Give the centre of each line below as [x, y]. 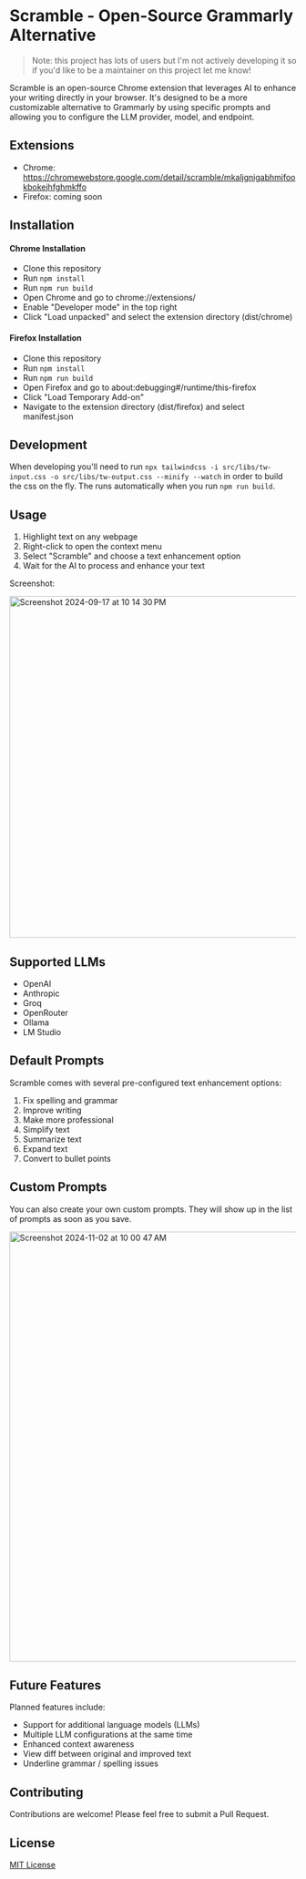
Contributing [46, 1792]
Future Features [56, 1685]
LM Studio [42, 1032]
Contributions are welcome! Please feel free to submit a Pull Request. [139, 1814]
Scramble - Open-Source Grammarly [152, 16]
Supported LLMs [58, 962]
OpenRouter [45, 1012]
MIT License [33, 1865]
